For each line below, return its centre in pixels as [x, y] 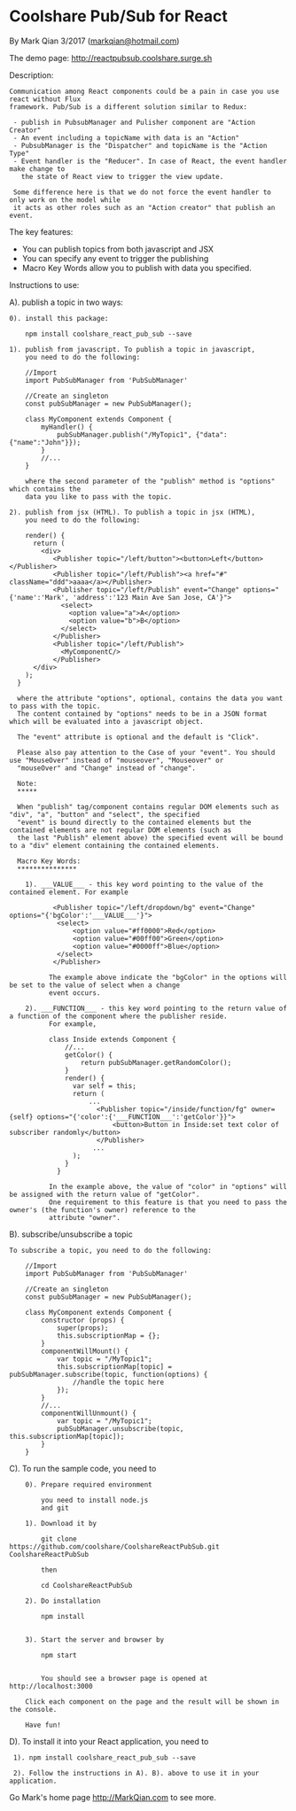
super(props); [82, 1328]
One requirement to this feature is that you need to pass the [168, 1202]
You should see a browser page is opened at [125, 1678]
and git [55, 1508]
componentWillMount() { [85, 1351]
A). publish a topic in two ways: [66, 302]
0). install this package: [59, 318]
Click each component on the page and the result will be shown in [152, 1702]
